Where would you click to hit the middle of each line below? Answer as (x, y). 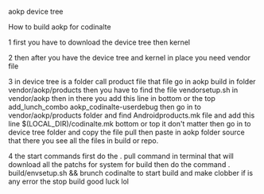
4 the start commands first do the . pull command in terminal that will (121, 156)
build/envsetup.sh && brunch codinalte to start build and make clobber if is (130, 173)
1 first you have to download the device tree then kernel (99, 42)
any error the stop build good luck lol (69, 181)
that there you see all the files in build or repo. (83, 141)
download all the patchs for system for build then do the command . (119, 165)
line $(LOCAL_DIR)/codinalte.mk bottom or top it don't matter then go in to (130, 124)
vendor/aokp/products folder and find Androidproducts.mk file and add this (132, 115)
